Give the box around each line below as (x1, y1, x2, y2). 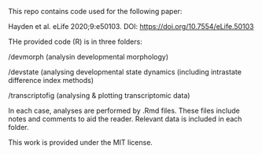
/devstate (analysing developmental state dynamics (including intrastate (8, 67, 242, 77)
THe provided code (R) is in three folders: (8, 37, 143, 46)
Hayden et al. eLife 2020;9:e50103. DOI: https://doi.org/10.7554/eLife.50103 (8, 22, 254, 31)
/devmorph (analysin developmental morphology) (8, 52, 169, 61)
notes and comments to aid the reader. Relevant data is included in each (8, 114, 242, 124)
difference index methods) (8, 76, 94, 85)
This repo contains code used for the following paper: (8, 7, 183, 16)
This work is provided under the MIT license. (8, 138, 153, 147)
